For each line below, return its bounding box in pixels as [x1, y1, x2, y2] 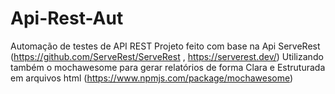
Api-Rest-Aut [10, 7, 124, 30]
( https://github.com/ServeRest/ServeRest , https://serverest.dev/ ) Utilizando [10, 50, 324, 62]
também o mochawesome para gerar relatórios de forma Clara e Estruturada [10, 61, 326, 73]
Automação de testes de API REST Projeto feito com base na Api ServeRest [10, 40, 321, 52]
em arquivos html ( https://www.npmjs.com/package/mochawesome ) [10, 72, 294, 84]
